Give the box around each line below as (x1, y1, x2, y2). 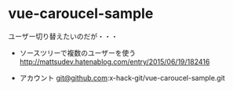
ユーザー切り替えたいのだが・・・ (8, 31, 118, 41)
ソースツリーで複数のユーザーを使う (19, 48, 136, 57)
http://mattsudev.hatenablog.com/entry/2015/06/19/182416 (19, 56, 210, 67)
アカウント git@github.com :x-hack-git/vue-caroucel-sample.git (19, 73, 225, 82)
